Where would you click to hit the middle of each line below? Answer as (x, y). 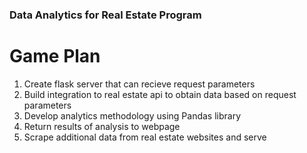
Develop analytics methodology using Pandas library (132, 115)
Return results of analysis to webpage (102, 126)
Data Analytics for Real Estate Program (105, 15)
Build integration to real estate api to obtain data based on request (160, 94)
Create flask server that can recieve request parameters (139, 84)
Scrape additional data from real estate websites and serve (145, 137)
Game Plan (55, 56)
